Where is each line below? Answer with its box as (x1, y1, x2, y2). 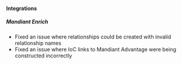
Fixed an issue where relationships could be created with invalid (14, 33, 171, 40)
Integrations (6, 5, 37, 12)
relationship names (14, 39, 62, 47)
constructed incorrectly (14, 52, 72, 59)
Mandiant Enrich (6, 18, 49, 25)
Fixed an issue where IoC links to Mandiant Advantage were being (14, 45, 177, 53)
